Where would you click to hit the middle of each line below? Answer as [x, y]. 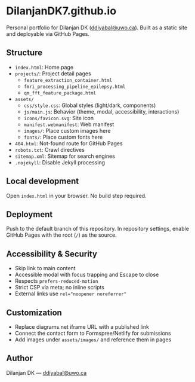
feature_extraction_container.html [68, 80]
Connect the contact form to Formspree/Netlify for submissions [93, 333]
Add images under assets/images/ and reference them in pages [93, 340]
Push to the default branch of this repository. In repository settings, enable [98, 229]
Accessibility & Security [52, 254]
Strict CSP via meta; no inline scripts [59, 288]
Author [19, 358]
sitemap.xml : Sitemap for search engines [65, 156]
